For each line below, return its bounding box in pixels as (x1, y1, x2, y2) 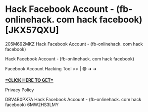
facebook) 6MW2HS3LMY (5, 102, 59, 108)
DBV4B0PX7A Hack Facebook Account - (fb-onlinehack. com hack (5, 96, 142, 102)
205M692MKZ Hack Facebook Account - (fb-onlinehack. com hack (5, 41, 143, 47)
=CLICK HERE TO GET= (5, 77, 53, 83)
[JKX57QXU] (5, 25, 59, 36)
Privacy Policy (5, 87, 34, 93)
